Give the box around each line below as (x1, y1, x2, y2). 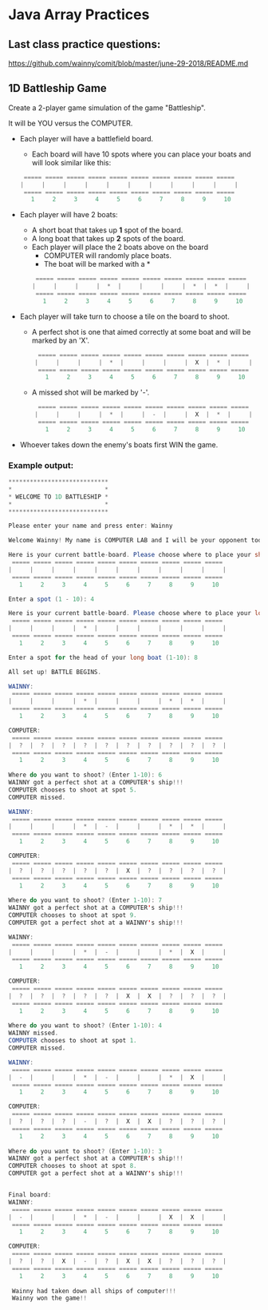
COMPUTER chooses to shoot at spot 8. (8, 1162, 137, 1170)
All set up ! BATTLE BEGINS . (8, 668, 102, 676)
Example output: (8, 459, 74, 470)
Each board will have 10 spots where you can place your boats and (31, 149, 251, 159)
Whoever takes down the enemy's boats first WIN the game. (19, 439, 219, 449)
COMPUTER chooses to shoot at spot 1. (8, 1037, 137, 1045)
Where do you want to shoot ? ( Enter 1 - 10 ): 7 (8, 896, 162, 904)
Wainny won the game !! (11, 1294, 88, 1303)
